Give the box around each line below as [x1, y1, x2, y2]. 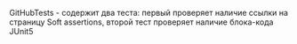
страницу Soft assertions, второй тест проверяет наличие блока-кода [9, 17, 274, 27]
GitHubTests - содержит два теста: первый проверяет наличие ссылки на [9, 8, 289, 18]
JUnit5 [9, 26, 34, 36]
